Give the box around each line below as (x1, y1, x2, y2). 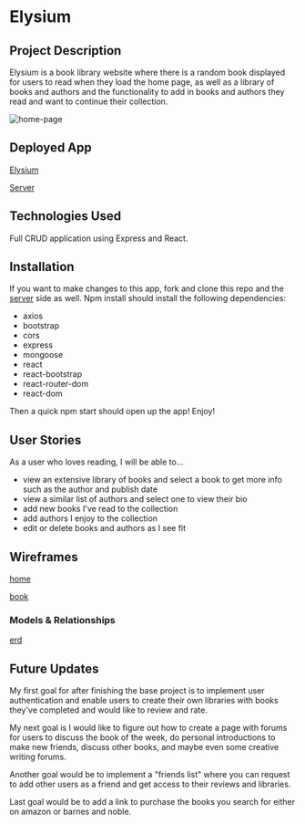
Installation (9, 259, 75, 275)
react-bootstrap (22, 369, 83, 380)
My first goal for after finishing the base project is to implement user (9, 685, 266, 696)
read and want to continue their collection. (9, 96, 168, 107)
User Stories (9, 432, 82, 448)
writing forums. (9, 751, 66, 763)
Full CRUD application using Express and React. (9, 233, 188, 244)
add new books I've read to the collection (22, 504, 178, 515)
